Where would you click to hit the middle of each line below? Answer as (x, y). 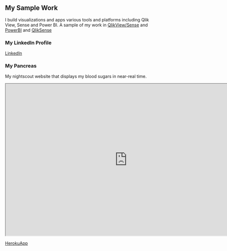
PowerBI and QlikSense (28, 30)
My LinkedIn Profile (28, 42)
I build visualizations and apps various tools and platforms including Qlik (77, 19)
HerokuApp (16, 243)
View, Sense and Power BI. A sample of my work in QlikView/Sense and (76, 25)
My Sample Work (32, 8)
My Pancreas (21, 66)
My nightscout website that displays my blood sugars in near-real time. (76, 76)
